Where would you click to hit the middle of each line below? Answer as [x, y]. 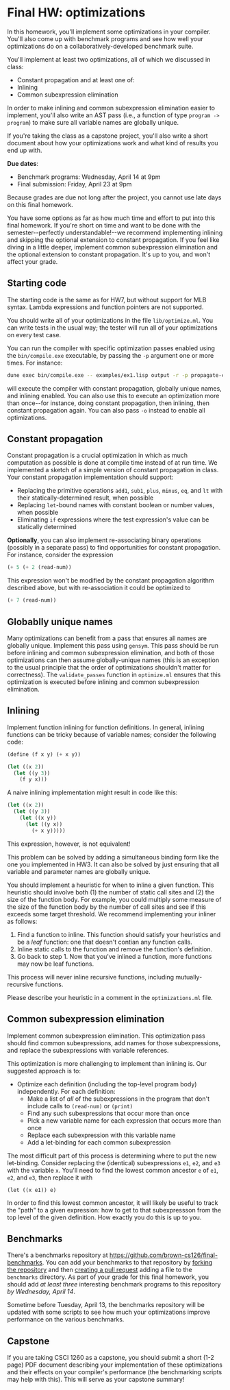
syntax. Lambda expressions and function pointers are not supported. [105, 307]
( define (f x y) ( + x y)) [44, 754]
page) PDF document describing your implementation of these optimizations [115, 1365]
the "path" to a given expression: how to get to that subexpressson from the [114, 1210]
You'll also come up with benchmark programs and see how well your [105, 38]
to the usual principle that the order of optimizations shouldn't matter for [109, 667]
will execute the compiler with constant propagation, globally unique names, [115, 388]
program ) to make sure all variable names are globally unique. [93, 122]
